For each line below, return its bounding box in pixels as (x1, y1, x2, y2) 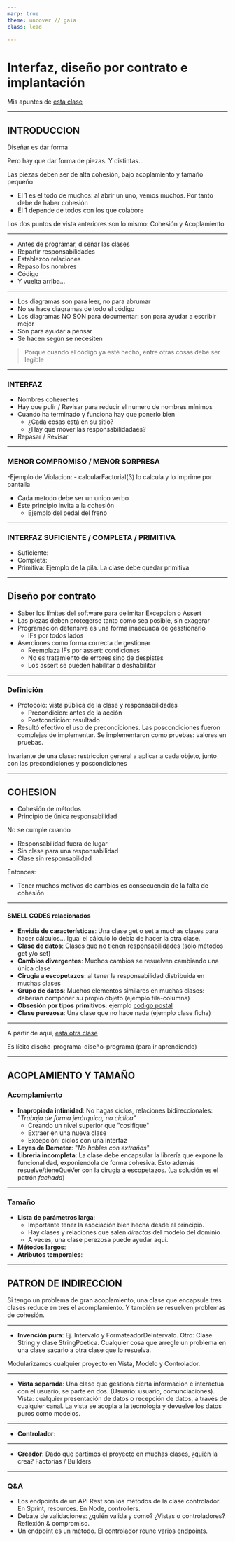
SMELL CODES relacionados (7, 911, 91, 920)
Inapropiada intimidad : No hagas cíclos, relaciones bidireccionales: (17, 1106, 213, 1115)
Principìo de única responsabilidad (17, 812, 117, 820)
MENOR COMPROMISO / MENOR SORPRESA (7, 457, 160, 467)
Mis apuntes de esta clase (7, 97, 83, 106)
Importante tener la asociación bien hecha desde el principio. (27, 1220, 205, 1230)
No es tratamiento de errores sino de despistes (27, 653, 164, 662)
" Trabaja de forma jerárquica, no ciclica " (17, 1113, 136, 1122)
